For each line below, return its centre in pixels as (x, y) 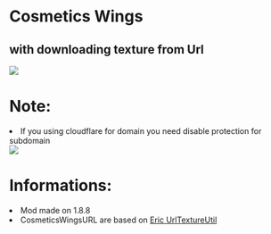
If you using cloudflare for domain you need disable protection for (141, 130)
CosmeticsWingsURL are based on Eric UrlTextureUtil (119, 220)
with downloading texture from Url (107, 50)
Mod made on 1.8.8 (56, 210)
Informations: (61, 186)
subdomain (30, 140)
